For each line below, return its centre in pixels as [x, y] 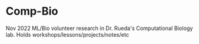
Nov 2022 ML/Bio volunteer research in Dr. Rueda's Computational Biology [99, 28]
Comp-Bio [32, 11]
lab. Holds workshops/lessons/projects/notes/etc [67, 34]
